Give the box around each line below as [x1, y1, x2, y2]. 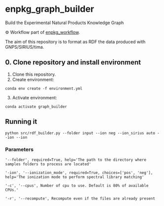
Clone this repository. [12, 71, 56, 77]
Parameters [5, 146, 33, 153]
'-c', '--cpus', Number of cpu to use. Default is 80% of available [5, 183, 149, 188]
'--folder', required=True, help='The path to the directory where [5, 157, 147, 162]
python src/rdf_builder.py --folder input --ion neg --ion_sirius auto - [5, 130, 160, 136]
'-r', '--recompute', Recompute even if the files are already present [5, 196, 155, 201]
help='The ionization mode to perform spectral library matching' [5, 175, 144, 179]
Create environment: [12, 76, 54, 82]
